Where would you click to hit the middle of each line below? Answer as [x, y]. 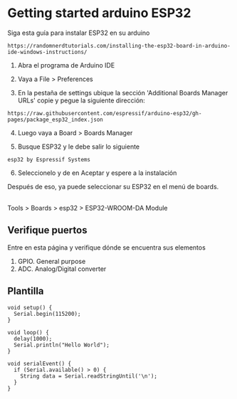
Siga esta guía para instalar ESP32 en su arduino [79, 33]
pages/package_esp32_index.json [55, 119]
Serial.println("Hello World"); [62, 345]
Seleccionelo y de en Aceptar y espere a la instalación [97, 173]
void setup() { [30, 307]
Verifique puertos [47, 230]
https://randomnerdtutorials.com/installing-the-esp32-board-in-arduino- [119, 46]
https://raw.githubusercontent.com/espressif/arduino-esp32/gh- [105, 113]
